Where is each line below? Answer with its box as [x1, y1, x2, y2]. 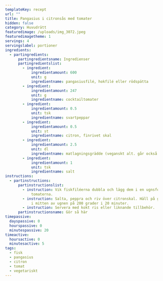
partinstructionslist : [17, 183, 64, 187]
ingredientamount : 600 [31, 70, 77, 75]
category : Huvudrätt [5, 25, 47, 30]
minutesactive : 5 [9, 241, 45, 246]
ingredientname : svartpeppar [31, 115, 90, 120]
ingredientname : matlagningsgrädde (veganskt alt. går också [31, 151, 158, 156]
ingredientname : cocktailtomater [31, 97, 98, 102]
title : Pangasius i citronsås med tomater [5, 16, 92, 21]
